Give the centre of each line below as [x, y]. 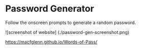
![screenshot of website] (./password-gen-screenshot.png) [67, 32]
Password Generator [50, 9]
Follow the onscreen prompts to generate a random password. [71, 22]
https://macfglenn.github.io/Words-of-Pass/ [51, 42]
